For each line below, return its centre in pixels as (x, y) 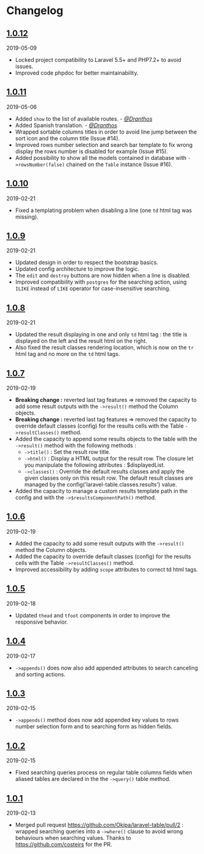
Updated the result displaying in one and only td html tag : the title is (101, 334)
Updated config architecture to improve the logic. (77, 269)
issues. (24, 66)
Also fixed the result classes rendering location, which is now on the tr (104, 347)
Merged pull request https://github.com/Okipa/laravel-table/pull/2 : (99, 825)
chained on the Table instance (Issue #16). (119, 164)
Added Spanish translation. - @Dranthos (66, 125)
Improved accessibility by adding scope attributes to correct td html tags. (107, 569)
